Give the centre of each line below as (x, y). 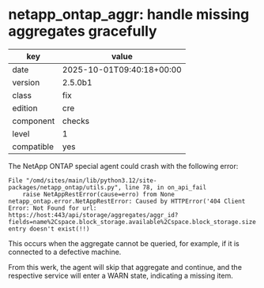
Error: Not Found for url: (53, 208)
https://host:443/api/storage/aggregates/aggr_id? (93, 215)
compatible (33, 146)
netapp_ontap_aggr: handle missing (129, 15)
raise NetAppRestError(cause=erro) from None (99, 194)
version (26, 82)
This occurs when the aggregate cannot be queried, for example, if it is (124, 243)
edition (25, 108)
